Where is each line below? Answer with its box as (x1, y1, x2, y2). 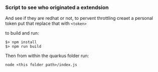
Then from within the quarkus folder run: (5, 53, 89, 59)
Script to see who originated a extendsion (5, 4, 109, 11)
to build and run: (5, 30, 39, 36)
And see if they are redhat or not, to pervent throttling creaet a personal (5, 15, 153, 21)
